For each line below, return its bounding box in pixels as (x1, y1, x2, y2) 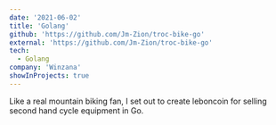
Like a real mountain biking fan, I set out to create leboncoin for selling (9, 96, 267, 106)
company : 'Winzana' (9, 63, 82, 72)
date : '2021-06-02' (9, 12, 82, 22)
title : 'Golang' (9, 21, 69, 30)
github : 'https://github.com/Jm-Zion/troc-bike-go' (9, 29, 205, 38)
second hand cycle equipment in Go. (9, 104, 144, 116)
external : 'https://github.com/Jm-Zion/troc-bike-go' (9, 37, 214, 47)
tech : (9, 46, 29, 55)
